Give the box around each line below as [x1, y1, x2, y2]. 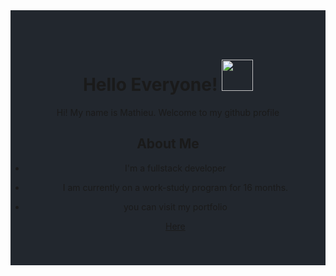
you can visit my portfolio [123, 200, 228, 213]
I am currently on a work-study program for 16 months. [62, 181, 289, 193]
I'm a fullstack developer [124, 162, 227, 174]
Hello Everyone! [82, 74, 218, 96]
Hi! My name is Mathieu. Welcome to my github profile [56, 106, 280, 118]
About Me [136, 135, 200, 153]
